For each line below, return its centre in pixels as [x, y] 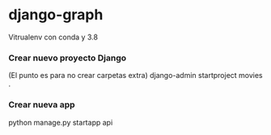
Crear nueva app [42, 104]
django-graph [56, 15]
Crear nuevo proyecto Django [68, 58]
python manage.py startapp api [61, 122]
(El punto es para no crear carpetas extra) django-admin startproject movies [135, 76]
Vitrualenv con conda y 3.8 [53, 37]
